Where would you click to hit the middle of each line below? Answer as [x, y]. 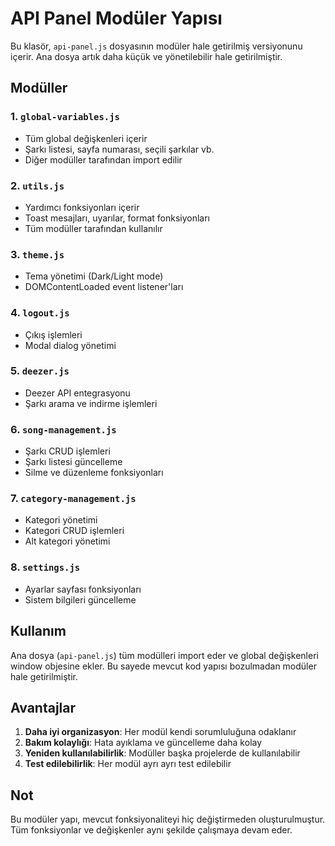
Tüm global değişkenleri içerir [86, 138]
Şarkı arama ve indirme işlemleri [91, 403]
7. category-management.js [73, 499]
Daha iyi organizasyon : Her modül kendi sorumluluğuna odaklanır [160, 732]
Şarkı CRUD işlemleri [67, 451]
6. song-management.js [63, 429]
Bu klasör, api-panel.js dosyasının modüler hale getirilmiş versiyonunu [156, 46]
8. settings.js [45, 567]
